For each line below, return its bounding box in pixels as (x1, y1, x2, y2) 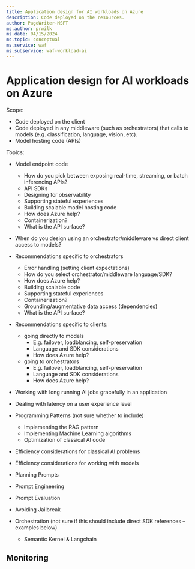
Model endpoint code (14, 160, 68, 167)
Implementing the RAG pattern (23, 423, 99, 430)
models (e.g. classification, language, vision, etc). (14, 130, 138, 138)
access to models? (14, 241, 62, 248)
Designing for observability (23, 191, 91, 198)
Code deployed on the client (14, 118, 85, 125)
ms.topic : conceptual (6, 37, 61, 43)
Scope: (6, 106, 24, 113)
